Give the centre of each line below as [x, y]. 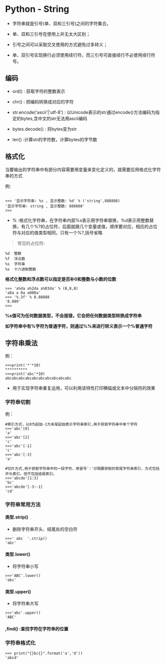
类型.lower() [18, 554]
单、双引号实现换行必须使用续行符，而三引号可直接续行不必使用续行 [82, 55]
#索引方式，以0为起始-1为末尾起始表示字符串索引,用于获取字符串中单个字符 [71, 424]
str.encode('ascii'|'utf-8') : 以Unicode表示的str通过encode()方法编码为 [84, 112]
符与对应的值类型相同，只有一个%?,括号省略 [57, 232]
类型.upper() [18, 591]
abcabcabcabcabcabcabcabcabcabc [38, 378]
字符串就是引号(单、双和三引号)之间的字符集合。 [62, 23]
